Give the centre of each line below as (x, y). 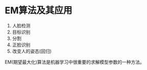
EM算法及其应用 (39, 10)
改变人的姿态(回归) (32, 51)
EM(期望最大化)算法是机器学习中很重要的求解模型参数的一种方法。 (75, 62)
